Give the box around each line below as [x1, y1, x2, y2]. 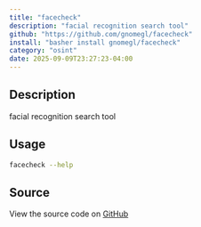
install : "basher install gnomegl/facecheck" [9, 37, 181, 47]
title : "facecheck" [9, 12, 82, 22]
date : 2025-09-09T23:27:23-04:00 [9, 54, 133, 63]
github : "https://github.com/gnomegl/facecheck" [9, 29, 193, 38]
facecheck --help [9, 160, 74, 169]
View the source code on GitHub [9, 208, 129, 219]
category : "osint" [9, 46, 77, 55]
